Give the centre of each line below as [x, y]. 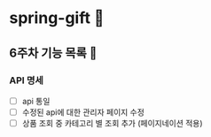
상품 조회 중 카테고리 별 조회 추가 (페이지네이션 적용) [112, 123]
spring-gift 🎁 [57, 18]
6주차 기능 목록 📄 [53, 53]
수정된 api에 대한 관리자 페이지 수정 [83, 112]
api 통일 [36, 101]
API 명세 [27, 80]
